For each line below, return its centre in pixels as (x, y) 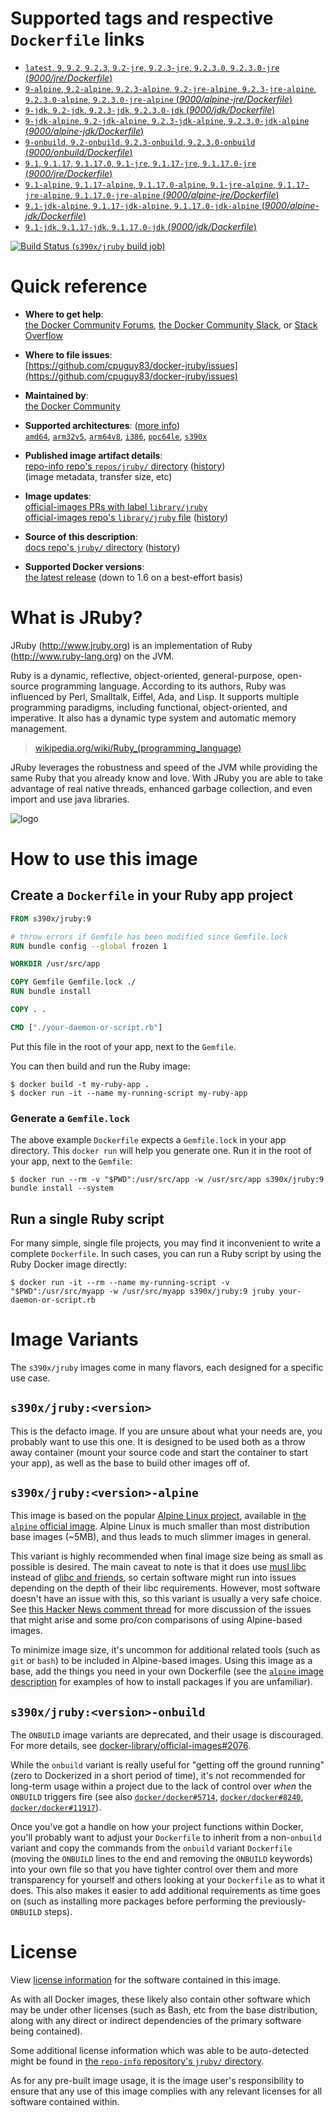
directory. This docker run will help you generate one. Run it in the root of (161, 1151)
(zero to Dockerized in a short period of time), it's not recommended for (158, 1776)
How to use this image (104, 859)
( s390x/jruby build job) (118, 246)
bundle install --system (62, 1188)
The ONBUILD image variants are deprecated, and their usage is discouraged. (167, 1735)
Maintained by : (56, 395)
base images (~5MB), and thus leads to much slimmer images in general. (161, 1537)
